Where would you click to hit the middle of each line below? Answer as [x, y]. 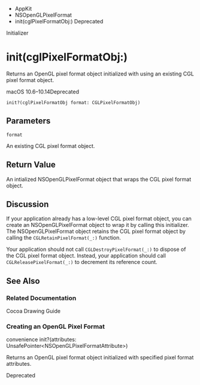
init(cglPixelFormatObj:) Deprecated [59, 21]
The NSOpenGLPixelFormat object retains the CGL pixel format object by [96, 231]
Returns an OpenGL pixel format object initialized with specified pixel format [100, 357]
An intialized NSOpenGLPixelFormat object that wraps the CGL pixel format [99, 179]
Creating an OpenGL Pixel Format [56, 326]
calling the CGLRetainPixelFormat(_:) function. [64, 238]
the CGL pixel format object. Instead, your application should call [86, 256]
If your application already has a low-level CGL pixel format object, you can [99, 219]
